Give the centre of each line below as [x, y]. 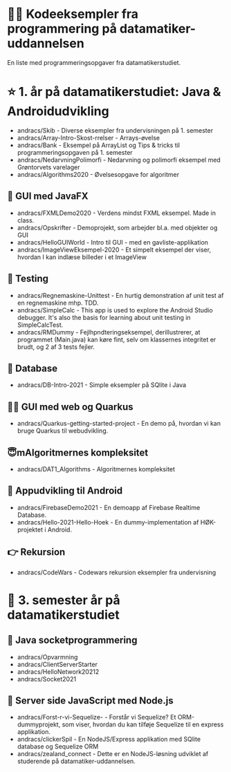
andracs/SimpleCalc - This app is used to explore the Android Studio [115, 310]
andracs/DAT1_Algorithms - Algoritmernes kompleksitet [96, 469]
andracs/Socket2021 [47, 679]
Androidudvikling [58, 112]
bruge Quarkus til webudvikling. [63, 431]
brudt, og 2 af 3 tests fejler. [56, 347]
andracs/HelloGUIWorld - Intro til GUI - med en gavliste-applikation [113, 242]
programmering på [62, 29]
